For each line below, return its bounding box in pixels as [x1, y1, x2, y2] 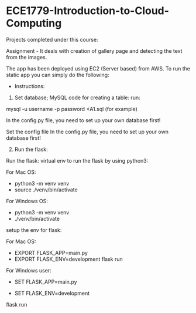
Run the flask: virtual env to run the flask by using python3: [6, 157, 149, 164]
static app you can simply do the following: [6, 71, 109, 78]
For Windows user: [6, 267, 51, 274]
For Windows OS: [6, 197, 48, 204]
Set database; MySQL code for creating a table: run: [14, 94, 140, 101]
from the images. [6, 53, 47, 60]
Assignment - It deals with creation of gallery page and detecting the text [6, 47, 183, 54]
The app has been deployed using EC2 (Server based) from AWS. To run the [6, 65, 190, 72]
